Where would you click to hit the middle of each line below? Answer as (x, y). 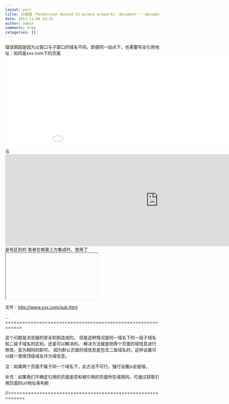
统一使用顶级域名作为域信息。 (39, 356)
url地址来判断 (35, 383)
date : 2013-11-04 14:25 (29, 19)
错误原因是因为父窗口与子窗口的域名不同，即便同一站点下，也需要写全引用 (80, 47)
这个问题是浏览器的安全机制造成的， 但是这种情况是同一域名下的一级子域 (79, 337)
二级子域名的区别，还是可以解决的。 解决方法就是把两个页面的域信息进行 (83, 344)
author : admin (20, 23)
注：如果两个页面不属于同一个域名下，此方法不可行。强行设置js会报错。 (78, 366)
